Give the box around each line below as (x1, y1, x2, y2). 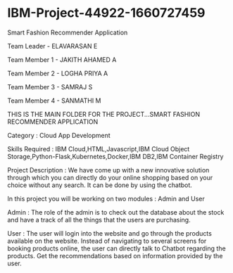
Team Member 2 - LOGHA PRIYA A (7, 69, 108, 77)
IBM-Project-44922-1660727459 (7, 5, 206, 21)
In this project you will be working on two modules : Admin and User (7, 194, 206, 203)
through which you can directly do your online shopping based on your (7, 173, 213, 182)
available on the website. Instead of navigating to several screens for (7, 236, 207, 245)
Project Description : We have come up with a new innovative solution (7, 165, 210, 174)
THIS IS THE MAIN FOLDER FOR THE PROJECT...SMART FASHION (7, 110, 201, 118)
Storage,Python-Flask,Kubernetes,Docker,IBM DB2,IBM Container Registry (7, 152, 224, 160)
